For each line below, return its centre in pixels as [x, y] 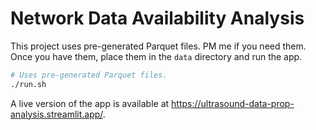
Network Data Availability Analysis [157, 18]
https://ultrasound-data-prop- [233, 103]
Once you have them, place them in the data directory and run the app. [156, 56]
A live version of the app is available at [90, 103]
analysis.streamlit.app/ [56, 114]
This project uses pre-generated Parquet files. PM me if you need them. [158, 46]
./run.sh [28, 84]
